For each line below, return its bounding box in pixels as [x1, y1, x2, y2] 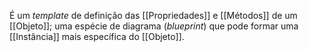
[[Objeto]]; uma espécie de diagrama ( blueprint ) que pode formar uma [9, 20, 299, 32]
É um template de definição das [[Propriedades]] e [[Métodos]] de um [9, 10, 298, 21]
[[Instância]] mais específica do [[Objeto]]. [9, 31, 185, 42]
